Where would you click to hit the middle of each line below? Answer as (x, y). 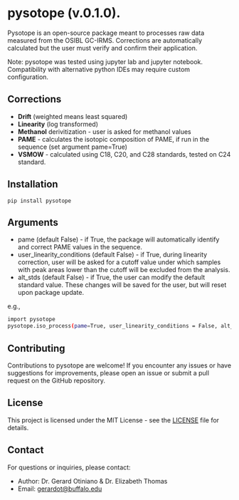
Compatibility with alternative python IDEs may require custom (99, 69)
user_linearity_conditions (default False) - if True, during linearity (112, 255)
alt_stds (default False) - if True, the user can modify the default (111, 277)
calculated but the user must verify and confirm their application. (102, 48)
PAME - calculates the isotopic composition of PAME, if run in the (113, 139)
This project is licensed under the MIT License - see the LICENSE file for (113, 420)
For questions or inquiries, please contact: (69, 467)
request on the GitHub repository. (56, 380)
